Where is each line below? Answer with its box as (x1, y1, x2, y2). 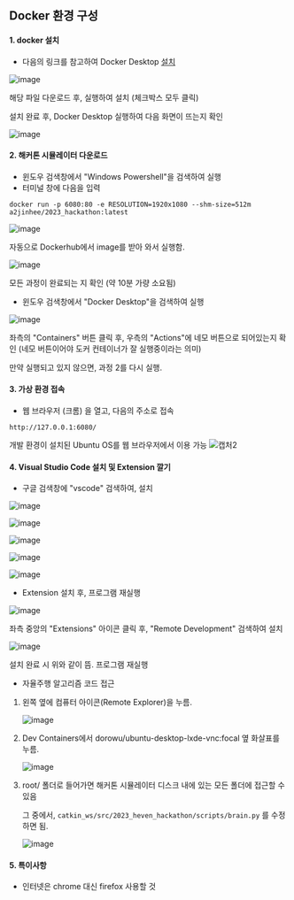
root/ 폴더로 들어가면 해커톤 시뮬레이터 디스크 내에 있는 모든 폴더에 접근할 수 (21, 780, 285, 790)
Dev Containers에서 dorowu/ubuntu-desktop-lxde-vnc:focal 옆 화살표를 (21, 733, 281, 743)
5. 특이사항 (9, 859, 47, 870)
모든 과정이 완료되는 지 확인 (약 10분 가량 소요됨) (9, 277, 176, 288)
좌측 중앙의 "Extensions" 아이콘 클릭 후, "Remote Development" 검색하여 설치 (9, 623, 283, 635)
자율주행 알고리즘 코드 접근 (21, 678, 115, 688)
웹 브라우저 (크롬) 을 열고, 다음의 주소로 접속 (21, 405, 174, 416)
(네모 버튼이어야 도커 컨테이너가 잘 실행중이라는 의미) (18, 343, 202, 354)
